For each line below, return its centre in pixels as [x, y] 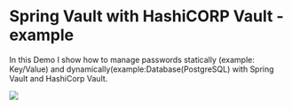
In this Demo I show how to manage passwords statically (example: [132, 59]
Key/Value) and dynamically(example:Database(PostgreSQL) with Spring [142, 69]
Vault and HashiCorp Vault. [59, 78]
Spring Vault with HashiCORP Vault [141, 16]
